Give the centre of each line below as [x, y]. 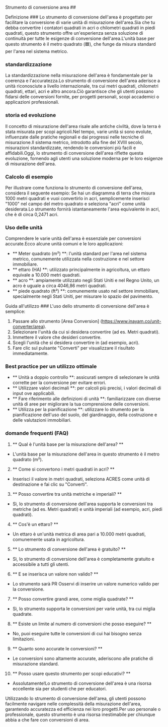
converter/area [28, 326]
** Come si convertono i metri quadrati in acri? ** [63, 469]
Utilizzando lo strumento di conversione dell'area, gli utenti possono [76, 698]
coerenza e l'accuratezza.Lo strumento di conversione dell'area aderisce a [82, 81]
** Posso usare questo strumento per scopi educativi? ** [71, 673]
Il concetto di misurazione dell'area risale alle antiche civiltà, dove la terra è [83, 126]
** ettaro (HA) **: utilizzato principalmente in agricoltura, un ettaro [81, 270]
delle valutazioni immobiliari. [42, 420]
